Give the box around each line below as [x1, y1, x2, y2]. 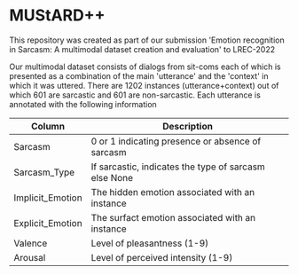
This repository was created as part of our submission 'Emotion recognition [9, 35, 286, 45]
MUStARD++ [9, 5, 106, 26]
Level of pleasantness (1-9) [90, 237, 209, 249]
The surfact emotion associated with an [90, 211, 256, 224]
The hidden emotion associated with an [90, 185, 255, 198]
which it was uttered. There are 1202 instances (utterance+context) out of [9, 80, 279, 90]
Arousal [13, 251, 46, 263]
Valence [13, 237, 48, 249]
